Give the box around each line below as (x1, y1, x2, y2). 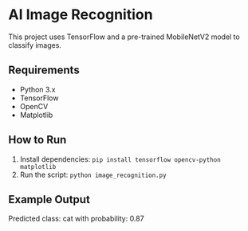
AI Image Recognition (8, 6, 153, 24)
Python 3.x (19, 84, 56, 94)
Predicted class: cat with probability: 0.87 (8, 213, 145, 224)
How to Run (8, 133, 67, 147)
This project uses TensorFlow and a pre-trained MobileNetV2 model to (8, 32, 241, 41)
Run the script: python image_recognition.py (19, 170, 167, 179)
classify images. (8, 40, 62, 49)
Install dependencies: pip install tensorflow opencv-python (19, 154, 221, 164)
